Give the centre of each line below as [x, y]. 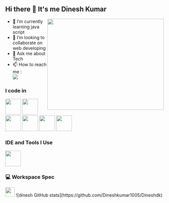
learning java [26, 27]
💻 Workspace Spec [30, 177]
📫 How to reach [29, 64]
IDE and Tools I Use [29, 143]
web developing [29, 48]
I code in [16, 90]
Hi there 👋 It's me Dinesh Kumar [56, 9]
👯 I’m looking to [29, 37]
